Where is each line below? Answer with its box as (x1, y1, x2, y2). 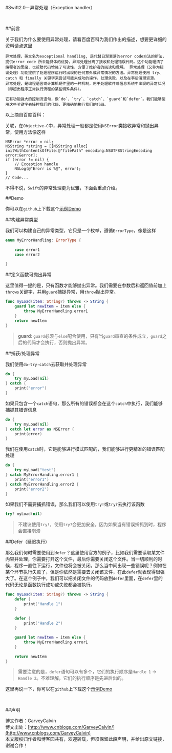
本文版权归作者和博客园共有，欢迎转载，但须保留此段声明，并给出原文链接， (5, 736, 167, 742)
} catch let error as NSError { (5, 427, 74, 432)
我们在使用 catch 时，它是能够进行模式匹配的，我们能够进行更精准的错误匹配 (5, 446, 165, 452)
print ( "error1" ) (14, 477, 50, 482)
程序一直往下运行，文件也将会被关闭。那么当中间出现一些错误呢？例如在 (14, 563, 167, 569)
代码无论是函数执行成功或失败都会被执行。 (5, 582, 95, 588)
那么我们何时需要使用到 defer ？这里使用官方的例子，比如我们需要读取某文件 (5, 550, 165, 556)
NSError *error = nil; (5, 139, 54, 144)
